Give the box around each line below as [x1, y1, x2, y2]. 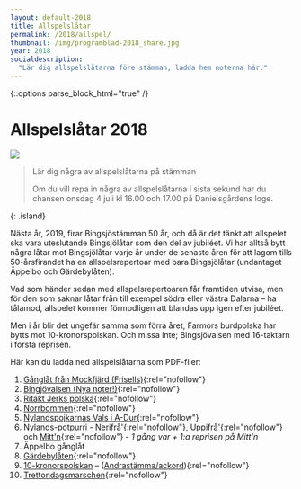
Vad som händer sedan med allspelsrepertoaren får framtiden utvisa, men [10, 283, 284, 294]
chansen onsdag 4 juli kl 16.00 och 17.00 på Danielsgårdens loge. [31, 192, 273, 203]
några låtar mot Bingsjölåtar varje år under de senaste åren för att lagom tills [10, 246, 293, 257]
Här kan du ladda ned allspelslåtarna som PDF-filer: [10, 356, 201, 367]
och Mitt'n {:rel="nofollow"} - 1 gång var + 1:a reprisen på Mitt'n [22, 431, 259, 441]
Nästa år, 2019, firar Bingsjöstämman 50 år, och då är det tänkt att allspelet [10, 227, 287, 238]
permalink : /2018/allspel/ [10, 30, 111, 39]
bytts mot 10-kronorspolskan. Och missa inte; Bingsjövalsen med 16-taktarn [10, 329, 290, 340]
